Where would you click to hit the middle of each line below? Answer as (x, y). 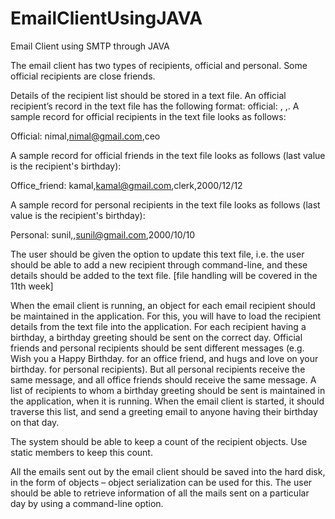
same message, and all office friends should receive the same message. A (163, 379)
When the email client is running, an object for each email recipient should (163, 305)
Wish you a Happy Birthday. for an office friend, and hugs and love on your (164, 358)
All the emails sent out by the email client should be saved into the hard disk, (168, 471)
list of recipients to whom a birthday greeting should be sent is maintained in (168, 390)
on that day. (35, 422)
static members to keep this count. (81, 452)
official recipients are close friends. (83, 76)
